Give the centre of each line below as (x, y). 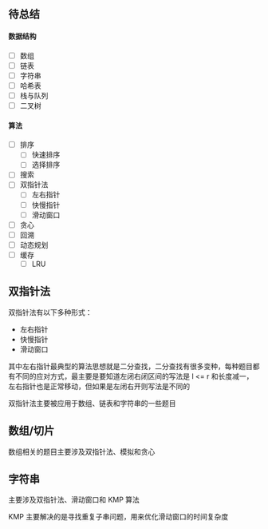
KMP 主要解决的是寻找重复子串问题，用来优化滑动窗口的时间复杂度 (118, 517)
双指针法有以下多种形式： (50, 312)
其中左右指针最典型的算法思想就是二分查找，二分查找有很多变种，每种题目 (130, 366)
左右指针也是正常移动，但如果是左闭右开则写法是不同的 (99, 386)
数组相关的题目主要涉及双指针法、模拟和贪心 (82, 451)
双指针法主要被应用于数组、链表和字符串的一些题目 (92, 403)
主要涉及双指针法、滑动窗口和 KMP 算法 (74, 500)
